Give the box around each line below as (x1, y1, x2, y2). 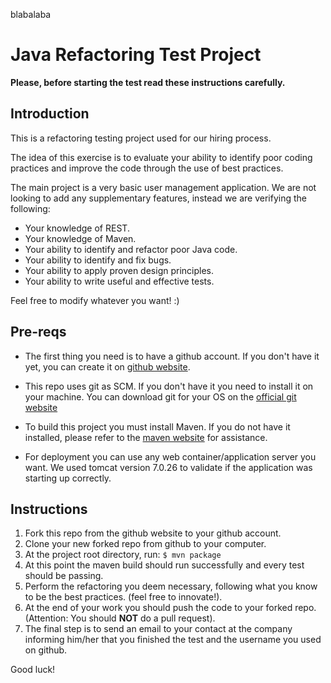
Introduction (10, 105, 90, 123)
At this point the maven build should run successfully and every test (24, 559, 305, 571)
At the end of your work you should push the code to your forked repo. (24, 602, 317, 614)
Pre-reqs (10, 324, 67, 341)
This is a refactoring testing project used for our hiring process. (10, 132, 272, 144)
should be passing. (24, 570, 104, 582)
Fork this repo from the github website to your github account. (24, 527, 282, 539)
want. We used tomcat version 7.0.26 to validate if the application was (24, 461, 313, 473)
